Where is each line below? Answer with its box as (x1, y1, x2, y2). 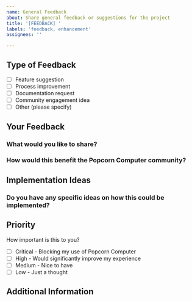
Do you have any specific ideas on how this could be (6, 193, 165, 201)
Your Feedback (6, 121, 65, 132)
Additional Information (6, 286, 94, 297)
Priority (6, 220, 35, 230)
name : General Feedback (6, 9, 67, 15)
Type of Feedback (6, 59, 76, 70)
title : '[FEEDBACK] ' (6, 20, 62, 26)
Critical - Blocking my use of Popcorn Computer (15, 248, 136, 255)
